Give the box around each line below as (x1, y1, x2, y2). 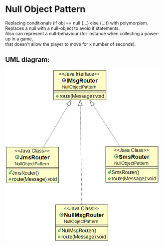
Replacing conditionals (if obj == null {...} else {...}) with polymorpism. (5, 20, 149, 26)
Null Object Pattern (5, 3, 86, 15)
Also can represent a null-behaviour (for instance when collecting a (5, 30, 144, 36)
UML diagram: (5, 56, 50, 64)
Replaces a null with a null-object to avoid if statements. (5, 25, 120, 31)
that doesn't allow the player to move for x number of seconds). (5, 41, 136, 47)
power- (144, 30, 160, 36)
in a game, (11, 36, 33, 42)
